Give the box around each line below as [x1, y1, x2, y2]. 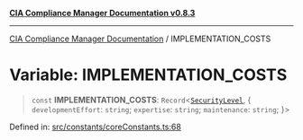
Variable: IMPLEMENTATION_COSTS [9, 65, 288, 85]
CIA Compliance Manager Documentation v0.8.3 [9, 8, 196, 18]
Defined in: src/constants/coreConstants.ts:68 [9, 121, 182, 132]
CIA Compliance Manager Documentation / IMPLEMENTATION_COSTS [9, 33, 271, 44]
